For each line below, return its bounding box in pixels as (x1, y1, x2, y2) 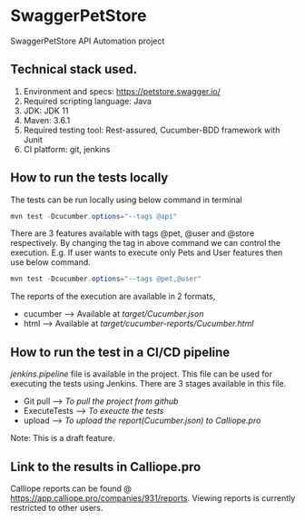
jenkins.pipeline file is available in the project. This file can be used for (10, 368, 273, 379)
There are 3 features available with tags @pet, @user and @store (10, 228, 255, 239)
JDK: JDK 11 (23, 105, 69, 116)
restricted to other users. (10, 502, 103, 513)
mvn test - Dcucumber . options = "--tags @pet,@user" (10, 274, 202, 284)
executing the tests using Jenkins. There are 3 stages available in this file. (10, 378, 287, 389)
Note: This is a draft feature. (10, 433, 116, 444)
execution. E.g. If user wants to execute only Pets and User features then (10, 247, 283, 259)
